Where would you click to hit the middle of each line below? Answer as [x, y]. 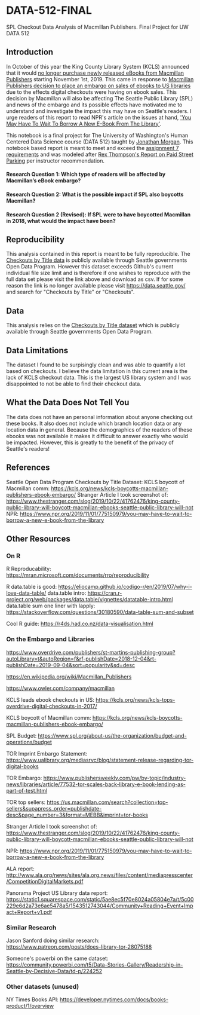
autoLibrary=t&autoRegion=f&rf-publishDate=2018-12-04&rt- [81, 659]
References [28, 468]
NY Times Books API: [32, 999]
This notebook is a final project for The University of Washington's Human [97, 135]
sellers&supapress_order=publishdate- [54, 808]
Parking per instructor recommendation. [55, 160]
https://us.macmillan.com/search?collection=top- [107, 802]
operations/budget [29, 742]
